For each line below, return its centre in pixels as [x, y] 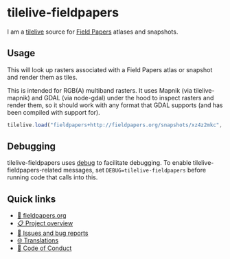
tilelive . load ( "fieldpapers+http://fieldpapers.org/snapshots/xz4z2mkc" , [115, 125]
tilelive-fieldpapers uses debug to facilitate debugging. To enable [99, 163]
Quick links [32, 199]
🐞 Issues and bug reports [53, 233]
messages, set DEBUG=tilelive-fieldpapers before [135, 170]
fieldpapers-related [34, 170]
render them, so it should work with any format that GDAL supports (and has [115, 105]
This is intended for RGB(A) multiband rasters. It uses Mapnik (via [100, 90]
